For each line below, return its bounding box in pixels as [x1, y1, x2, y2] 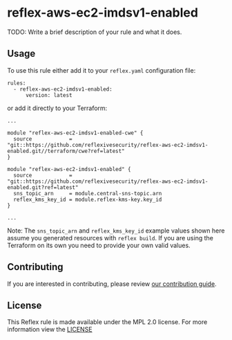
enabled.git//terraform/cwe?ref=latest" [7, 147, 126, 154]
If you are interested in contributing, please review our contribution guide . [7, 279, 217, 288]
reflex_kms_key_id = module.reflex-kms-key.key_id [13, 196, 162, 203]
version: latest [25, 91, 72, 98]
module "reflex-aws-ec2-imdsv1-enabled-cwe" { [7, 129, 144, 136]
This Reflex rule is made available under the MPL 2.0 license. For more [7, 318, 208, 326]
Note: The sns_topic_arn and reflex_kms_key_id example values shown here [7, 226, 225, 235]
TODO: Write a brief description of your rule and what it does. [7, 28, 182, 36]
